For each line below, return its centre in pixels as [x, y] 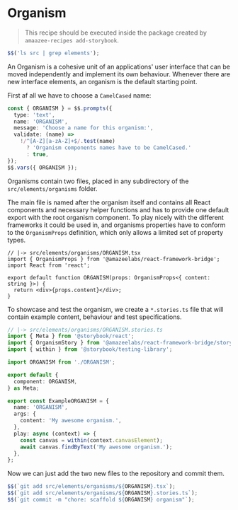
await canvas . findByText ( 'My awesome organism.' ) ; [96, 447]
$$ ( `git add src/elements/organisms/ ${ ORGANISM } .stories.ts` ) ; [103, 493]
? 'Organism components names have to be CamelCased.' [109, 148]
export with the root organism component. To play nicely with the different [116, 217]
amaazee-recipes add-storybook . [72, 40]
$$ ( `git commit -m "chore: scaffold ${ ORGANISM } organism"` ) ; [101, 500]
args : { [25, 414]
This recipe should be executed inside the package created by [116, 33]
